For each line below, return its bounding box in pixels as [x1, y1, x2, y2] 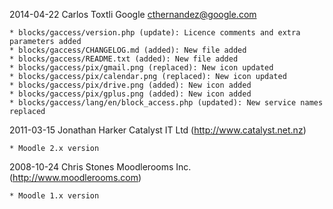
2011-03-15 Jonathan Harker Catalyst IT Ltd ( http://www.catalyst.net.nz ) [9, 124, 307, 136]
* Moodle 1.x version [9, 191, 100, 201]
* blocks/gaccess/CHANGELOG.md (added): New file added [9, 45, 247, 55]
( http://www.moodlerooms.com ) [9, 172, 142, 183]
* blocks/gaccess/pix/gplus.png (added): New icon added [9, 89, 252, 99]
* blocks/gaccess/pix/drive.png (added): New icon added [9, 80, 252, 90]
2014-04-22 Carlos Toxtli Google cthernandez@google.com [9, 9, 257, 20]
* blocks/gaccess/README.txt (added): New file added [9, 54, 239, 64]
